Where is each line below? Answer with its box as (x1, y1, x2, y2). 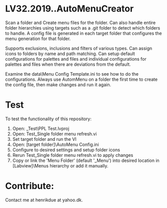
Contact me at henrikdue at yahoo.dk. (5, 196, 83, 203)
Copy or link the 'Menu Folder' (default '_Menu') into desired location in (12, 157, 160, 163)
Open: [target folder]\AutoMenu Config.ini (12, 141, 99, 147)
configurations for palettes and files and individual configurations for (5, 56, 146, 62)
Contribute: (5, 180, 54, 192)
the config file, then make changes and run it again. (5, 81, 111, 88)
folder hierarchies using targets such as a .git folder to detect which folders (5, 25, 160, 31)
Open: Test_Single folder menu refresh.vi (12, 131, 97, 137)
